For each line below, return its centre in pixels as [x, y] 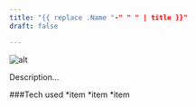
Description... [34, 76]
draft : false [34, 26]
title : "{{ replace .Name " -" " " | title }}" [98, 18]
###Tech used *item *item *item [70, 94]
